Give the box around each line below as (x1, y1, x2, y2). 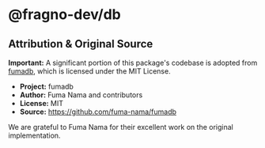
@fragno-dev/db (8, 6, 121, 24)
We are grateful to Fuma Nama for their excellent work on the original (8, 123, 233, 131)
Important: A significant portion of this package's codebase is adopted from (8, 58, 258, 67)
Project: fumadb (19, 82, 74, 91)
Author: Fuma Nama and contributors (19, 90, 143, 100)
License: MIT (19, 99, 64, 108)
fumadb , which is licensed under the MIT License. (8, 66, 172, 76)
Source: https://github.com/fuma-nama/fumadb (19, 107, 176, 116)
